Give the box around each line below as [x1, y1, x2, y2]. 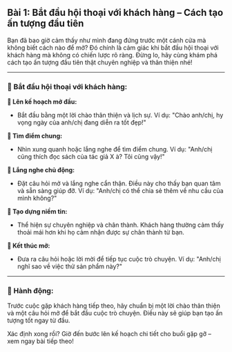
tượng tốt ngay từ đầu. [7, 316, 70, 325]
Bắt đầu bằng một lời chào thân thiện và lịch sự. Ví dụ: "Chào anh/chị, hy [17, 111, 224, 120]
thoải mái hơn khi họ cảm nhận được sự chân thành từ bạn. [17, 228, 185, 237]
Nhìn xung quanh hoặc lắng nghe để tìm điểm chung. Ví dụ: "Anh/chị [17, 145, 213, 154]
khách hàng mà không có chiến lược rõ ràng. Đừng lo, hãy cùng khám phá [7, 50, 217, 59]
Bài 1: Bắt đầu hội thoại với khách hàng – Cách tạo [7, 7, 224, 19]
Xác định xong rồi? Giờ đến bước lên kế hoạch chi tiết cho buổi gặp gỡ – [7, 330, 212, 338]
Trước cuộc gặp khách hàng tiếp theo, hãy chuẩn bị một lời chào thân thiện [7, 302, 221, 310]
